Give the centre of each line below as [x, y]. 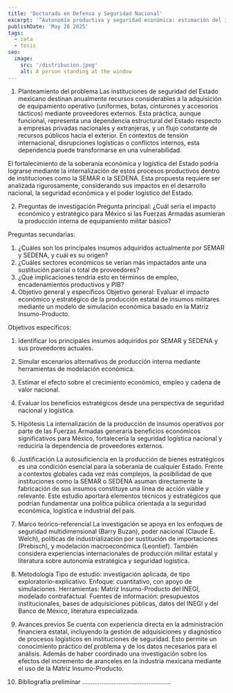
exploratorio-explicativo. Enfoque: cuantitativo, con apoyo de [105, 581]
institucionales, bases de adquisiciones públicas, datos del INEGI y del [118, 603]
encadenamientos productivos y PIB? [71, 284]
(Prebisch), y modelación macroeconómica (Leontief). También [108, 546]
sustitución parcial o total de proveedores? [78, 270]
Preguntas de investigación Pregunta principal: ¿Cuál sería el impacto [117, 206]
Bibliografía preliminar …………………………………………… [94, 681]
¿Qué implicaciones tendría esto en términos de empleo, [98, 277]
